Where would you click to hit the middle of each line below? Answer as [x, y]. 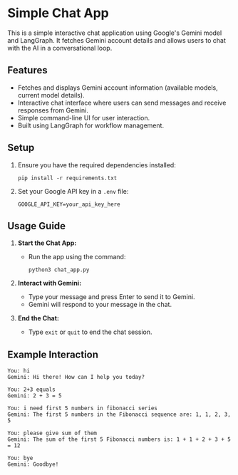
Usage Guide [37, 226]
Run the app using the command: [77, 257]
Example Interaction [53, 354]
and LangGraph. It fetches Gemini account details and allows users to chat [117, 40]
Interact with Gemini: [50, 283]
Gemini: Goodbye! [33, 464]
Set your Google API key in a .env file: [73, 191]
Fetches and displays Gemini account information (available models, [118, 88]
